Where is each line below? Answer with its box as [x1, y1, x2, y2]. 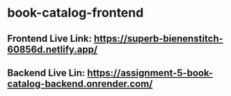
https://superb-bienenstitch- [93, 33, 224, 45]
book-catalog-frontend [7, 5, 144, 21]
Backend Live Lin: [7, 67, 86, 79]
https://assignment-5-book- [86, 67, 214, 79]
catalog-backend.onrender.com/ [7, 78, 153, 90]
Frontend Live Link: [7, 33, 93, 45]
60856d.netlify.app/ [7, 43, 98, 55]
